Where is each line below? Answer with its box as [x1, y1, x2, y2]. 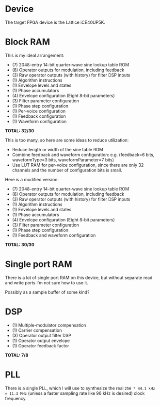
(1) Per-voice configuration [12, 108, 66, 114]
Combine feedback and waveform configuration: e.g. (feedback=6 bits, [12, 152, 155, 157]
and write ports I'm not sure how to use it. [5, 280, 89, 285]
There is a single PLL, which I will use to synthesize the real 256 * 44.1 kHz [5, 385, 155, 391]
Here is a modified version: [5, 176, 59, 182]
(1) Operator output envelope [12, 338, 70, 344]
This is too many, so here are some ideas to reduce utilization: [5, 137, 129, 143]
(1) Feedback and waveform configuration [12, 232, 96, 238]
